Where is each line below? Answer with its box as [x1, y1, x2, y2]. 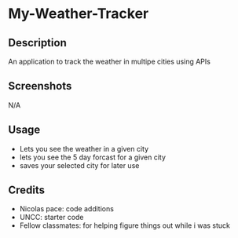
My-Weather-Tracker [8, 5, 149, 23]
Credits [8, 184, 46, 197]
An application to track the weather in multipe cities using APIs [8, 57, 211, 66]
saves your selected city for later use [19, 160, 140, 170]
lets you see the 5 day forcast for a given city [19, 152, 167, 162]
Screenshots [8, 79, 72, 93]
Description [8, 36, 67, 49]
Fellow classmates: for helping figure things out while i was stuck [19, 221, 230, 230]
